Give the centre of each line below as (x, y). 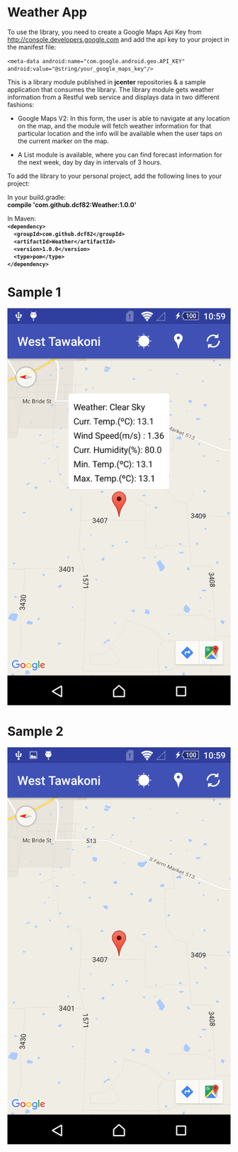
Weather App (47, 12)
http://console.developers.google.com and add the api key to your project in (119, 39)
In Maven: (22, 218)
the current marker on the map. (63, 141)
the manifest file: (32, 47)
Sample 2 (35, 732)
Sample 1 (34, 292)
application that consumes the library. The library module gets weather (111, 89)
